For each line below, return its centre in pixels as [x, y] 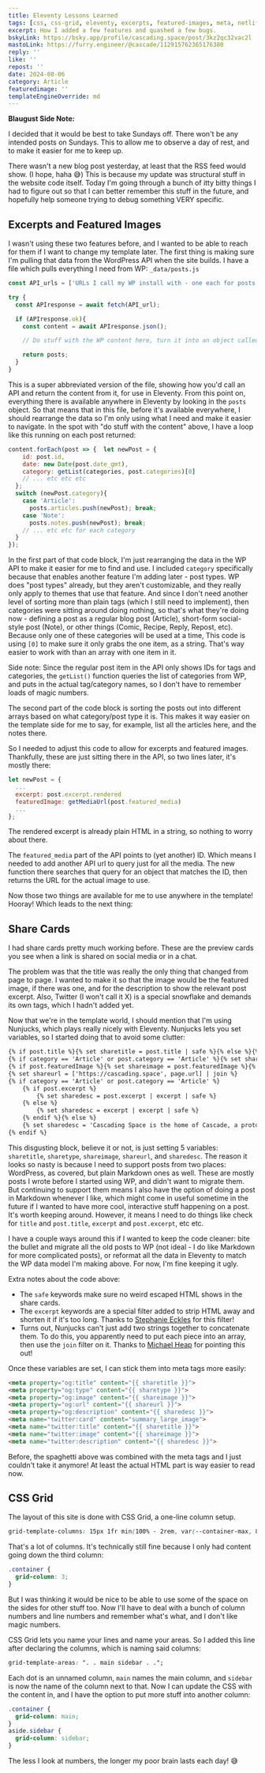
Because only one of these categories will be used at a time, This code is [127, 636]
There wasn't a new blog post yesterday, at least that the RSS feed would [127, 166]
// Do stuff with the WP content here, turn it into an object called [141, 340]
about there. [28, 840]
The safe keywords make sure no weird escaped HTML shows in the [131, 1294]
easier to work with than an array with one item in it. [92, 652]
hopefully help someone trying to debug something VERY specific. [116, 200]
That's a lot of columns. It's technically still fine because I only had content [130, 1547]
